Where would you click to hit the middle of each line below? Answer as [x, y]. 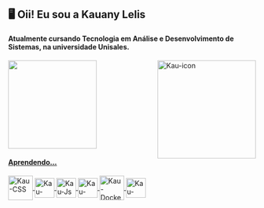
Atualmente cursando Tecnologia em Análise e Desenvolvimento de [121, 38]
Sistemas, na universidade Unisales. [69, 46]
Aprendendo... [33, 162]
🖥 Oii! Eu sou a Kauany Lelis [77, 15]
